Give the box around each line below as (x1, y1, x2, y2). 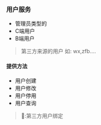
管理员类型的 (14, 20, 47, 28)
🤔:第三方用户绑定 (20, 112, 64, 119)
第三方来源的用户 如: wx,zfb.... (20, 48, 96, 55)
